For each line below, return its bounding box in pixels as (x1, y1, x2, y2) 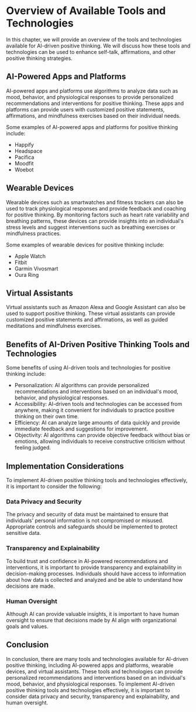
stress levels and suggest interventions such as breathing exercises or (6, 223, 176, 230)
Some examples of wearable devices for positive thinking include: (6, 241, 165, 248)
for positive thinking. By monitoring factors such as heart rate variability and (6, 211, 189, 218)
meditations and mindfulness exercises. (6, 323, 102, 330)
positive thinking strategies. (6, 55, 73, 62)
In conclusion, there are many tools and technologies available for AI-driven (6, 655, 188, 662)
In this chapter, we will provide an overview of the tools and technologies (6, 36, 182, 43)
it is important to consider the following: (6, 483, 102, 490)
